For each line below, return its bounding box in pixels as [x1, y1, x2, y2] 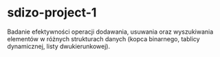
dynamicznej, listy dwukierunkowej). [7, 42, 111, 50]
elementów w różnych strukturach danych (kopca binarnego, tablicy [7, 34, 201, 43]
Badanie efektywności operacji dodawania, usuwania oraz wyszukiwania [7, 27, 214, 36]
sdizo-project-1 [7, 5, 97, 21]
